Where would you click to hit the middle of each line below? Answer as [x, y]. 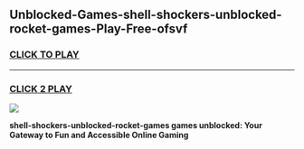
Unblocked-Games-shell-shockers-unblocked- [146, 15]
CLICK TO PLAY [44, 55]
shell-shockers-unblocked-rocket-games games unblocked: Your [136, 125]
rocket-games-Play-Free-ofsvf [99, 29]
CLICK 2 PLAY [41, 88]
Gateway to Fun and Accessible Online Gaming [99, 135]
